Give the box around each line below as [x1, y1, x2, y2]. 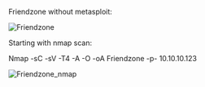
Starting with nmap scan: [8, 38, 92, 48]
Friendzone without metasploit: [8, 7, 112, 16]
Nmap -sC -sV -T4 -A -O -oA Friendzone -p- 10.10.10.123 [8, 54, 198, 63]
